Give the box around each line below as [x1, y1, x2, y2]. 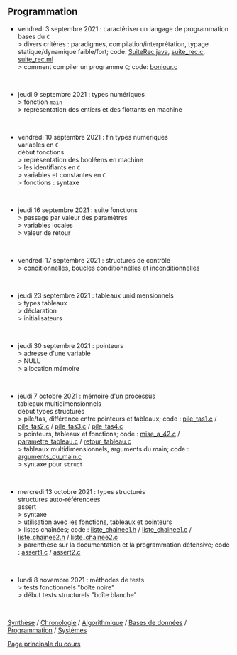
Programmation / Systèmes [7, 626, 87, 634]
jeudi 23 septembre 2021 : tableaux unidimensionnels [17, 291, 174, 300]
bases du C [17, 32, 50, 41]
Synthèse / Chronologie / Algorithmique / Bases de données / [7, 618, 187, 627]
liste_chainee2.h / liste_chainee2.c [17, 533, 118, 541]
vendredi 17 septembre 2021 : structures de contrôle [17, 256, 171, 264]
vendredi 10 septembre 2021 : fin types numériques [17, 132, 168, 141]
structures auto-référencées [17, 495, 101, 503]
